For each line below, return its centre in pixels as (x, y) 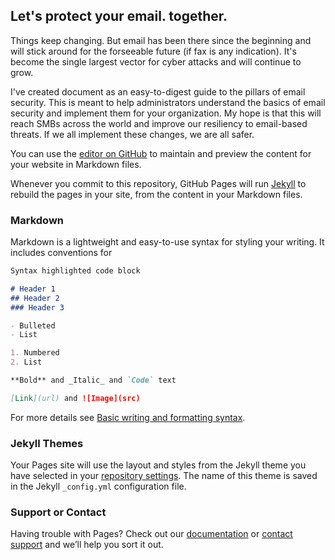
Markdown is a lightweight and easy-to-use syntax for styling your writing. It (167, 242)
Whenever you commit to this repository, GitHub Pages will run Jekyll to (158, 183)
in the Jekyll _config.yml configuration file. (98, 486)
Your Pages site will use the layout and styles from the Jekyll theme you (158, 465)
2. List (26, 362)
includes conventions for (61, 253)
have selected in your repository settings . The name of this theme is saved (164, 476)
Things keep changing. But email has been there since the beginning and (161, 40)
